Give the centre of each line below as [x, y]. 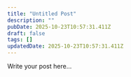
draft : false [26, 33]
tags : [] [20, 40]
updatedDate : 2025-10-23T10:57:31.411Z [65, 46]
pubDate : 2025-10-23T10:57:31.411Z [59, 27]
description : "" [31, 20]
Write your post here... [40, 66]
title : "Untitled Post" [42, 14]
